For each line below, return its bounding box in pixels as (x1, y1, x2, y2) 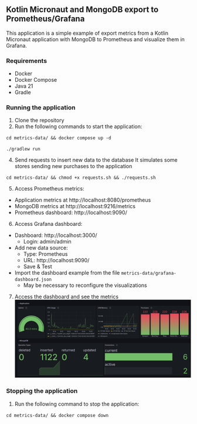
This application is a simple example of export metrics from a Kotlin (6, 29, 169, 36)
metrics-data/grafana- (121, 271, 177, 276)
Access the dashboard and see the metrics (14, 293, 119, 301)
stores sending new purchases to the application (14, 163, 133, 170)
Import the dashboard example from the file (14, 269, 120, 276)
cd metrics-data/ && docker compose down (6, 412, 109, 418)
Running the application (6, 104, 76, 112)
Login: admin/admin (23, 238, 72, 245)
